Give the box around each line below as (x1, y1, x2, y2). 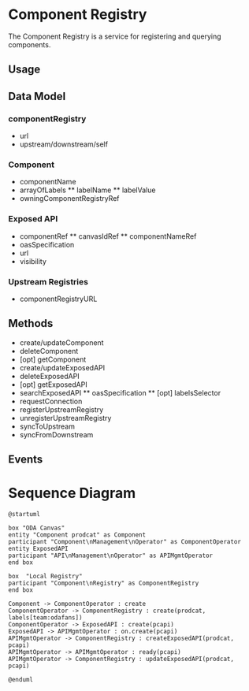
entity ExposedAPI (8, 545, 69, 553)
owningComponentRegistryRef (19, 194, 120, 203)
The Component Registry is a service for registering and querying (8, 32, 222, 41)
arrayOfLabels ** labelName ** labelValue (19, 185, 156, 195)
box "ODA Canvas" (8, 524, 65, 533)
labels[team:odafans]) (8, 614, 83, 622)
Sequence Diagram (8, 485, 136, 502)
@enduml (8, 676, 34, 684)
